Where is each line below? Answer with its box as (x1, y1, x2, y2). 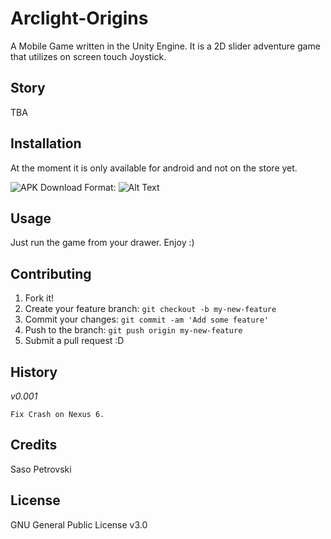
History (10, 363, 58, 381)
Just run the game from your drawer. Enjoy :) (10, 237, 195, 249)
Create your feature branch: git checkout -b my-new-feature (24, 303, 277, 315)
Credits (10, 437, 58, 454)
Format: (84, 181, 117, 193)
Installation (10, 135, 82, 152)
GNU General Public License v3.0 (10, 518, 148, 531)
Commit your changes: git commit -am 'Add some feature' (24, 313, 270, 326)
